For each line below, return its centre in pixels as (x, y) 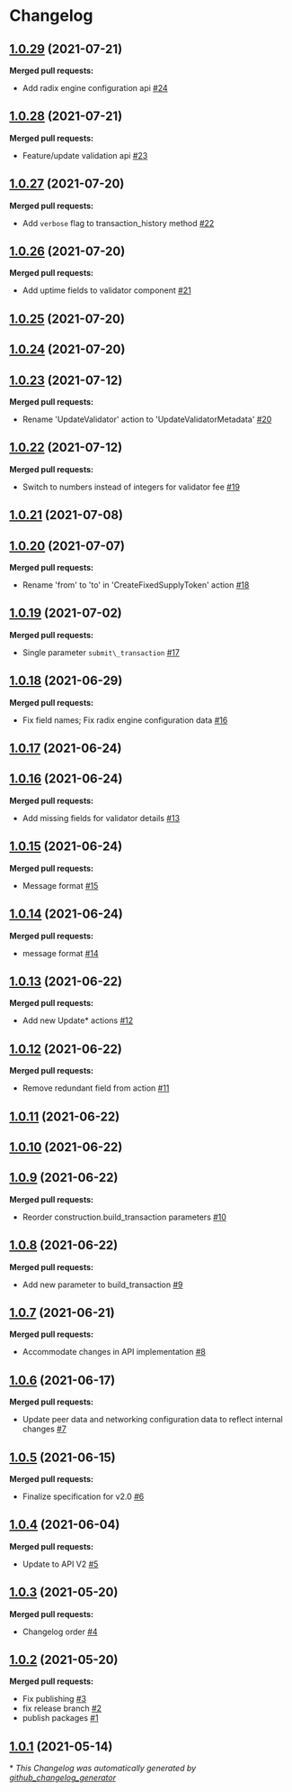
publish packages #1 (60, 1718)
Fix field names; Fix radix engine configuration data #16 (125, 720)
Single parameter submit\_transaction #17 (101, 652)
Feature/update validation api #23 (85, 155)
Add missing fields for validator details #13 (101, 818)
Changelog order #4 (60, 1632)
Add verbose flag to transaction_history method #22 (118, 223)
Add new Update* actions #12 (78, 1020)
